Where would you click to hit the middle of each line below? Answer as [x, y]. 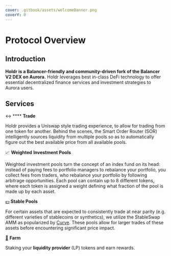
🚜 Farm [13, 238]
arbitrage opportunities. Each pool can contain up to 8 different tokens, [80, 181]
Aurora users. [20, 88]
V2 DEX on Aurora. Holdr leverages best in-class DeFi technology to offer [83, 77]
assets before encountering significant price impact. [60, 228]
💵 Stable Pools [22, 201]
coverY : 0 [16, 15]
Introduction [26, 59]
